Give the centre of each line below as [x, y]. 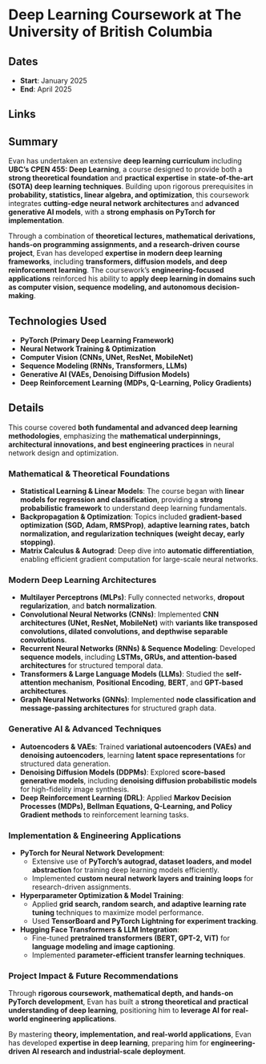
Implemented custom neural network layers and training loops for [143, 879]
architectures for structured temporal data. [91, 666]
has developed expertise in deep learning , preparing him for [109, 1043]
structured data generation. [65, 763]
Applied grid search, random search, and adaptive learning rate [139, 904]
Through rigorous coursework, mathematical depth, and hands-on [121, 993]
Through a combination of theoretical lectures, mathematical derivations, [132, 236]
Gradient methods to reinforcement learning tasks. [104, 815]
